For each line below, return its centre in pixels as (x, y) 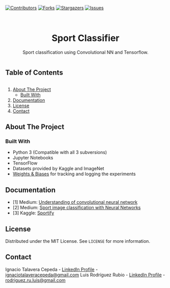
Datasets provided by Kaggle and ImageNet (58, 169)
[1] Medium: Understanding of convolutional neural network (75, 202)
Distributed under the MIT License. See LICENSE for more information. (78, 241)
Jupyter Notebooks (33, 158)
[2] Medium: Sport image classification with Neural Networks (77, 208)
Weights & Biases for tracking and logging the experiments (74, 174)
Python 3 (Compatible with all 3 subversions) (60, 152)
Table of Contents (34, 73)
